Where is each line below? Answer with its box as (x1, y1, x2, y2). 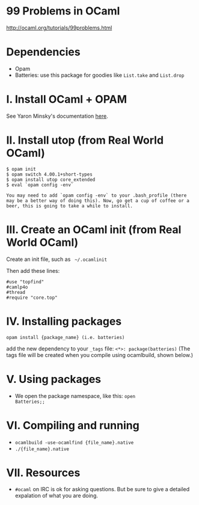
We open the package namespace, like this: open (14, 392, 136, 399)
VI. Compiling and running (6, 418, 139, 432)
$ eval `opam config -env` (6, 182, 74, 188)
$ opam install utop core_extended (6, 176, 96, 183)
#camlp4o (6, 284, 28, 290)
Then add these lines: (6, 267, 60, 274)
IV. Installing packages (6, 314, 122, 328)
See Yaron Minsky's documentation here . (6, 112, 108, 120)
